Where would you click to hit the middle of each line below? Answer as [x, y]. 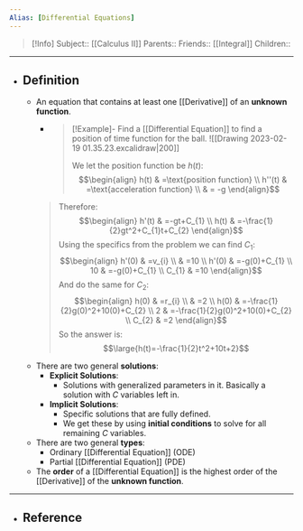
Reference [52, 518]
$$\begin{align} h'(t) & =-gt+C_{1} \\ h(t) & [157, 221]
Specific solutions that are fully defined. [137, 414]
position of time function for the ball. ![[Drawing [160, 139]
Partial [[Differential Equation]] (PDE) [118, 462]
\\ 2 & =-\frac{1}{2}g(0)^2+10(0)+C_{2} [220, 311]
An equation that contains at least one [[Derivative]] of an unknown [161, 102]
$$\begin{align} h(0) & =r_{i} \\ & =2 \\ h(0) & [157, 301]
